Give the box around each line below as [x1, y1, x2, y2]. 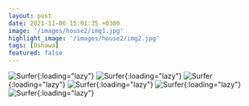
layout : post [8, 11, 52, 20]
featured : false [8, 49, 63, 57]
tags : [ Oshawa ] [8, 42, 59, 50]
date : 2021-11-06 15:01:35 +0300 [8, 19, 120, 27]
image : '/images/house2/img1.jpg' [8, 26, 124, 35]
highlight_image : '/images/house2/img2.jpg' [8, 34, 160, 43]
